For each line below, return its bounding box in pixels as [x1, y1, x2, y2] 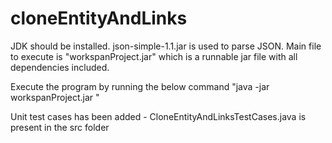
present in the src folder [10, 121, 110, 133]
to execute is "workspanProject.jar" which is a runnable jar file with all [10, 50, 298, 62]
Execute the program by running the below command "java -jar [10, 80, 270, 92]
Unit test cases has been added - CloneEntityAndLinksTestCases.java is [10, 110, 307, 122]
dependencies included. [10, 61, 110, 73]
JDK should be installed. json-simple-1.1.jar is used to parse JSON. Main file [10, 40, 322, 52]
